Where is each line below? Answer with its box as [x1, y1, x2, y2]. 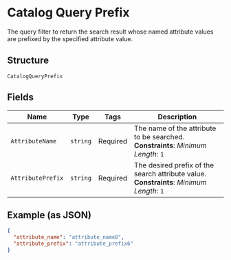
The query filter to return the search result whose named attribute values [7, 27, 214, 36]
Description [157, 112, 197, 121]
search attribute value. [133, 169, 207, 178]
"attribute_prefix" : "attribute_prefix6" [13, 240, 134, 248]
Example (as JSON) [7, 209, 91, 221]
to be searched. [133, 132, 185, 141]
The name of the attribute [133, 123, 217, 133]
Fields [7, 91, 34, 104]
